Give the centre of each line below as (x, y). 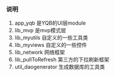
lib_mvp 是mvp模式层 (40, 30)
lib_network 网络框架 (40, 52)
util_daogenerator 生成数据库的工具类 (60, 67)
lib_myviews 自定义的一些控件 (50, 45)
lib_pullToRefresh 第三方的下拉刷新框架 (62, 60)
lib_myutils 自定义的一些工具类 (51, 38)
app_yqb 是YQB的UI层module (50, 23)
